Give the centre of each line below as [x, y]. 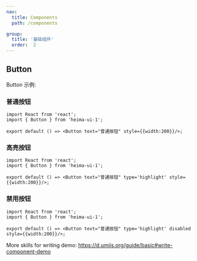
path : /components [35, 23]
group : [14, 34]
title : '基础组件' [33, 40]
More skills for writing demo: [41, 245]
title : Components [35, 17]
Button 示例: [21, 84]
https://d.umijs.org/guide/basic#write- [125, 245]
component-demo [29, 251]
